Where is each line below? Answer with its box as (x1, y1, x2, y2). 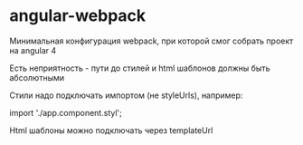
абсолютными (9, 72, 65, 82)
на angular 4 (9, 44, 57, 55)
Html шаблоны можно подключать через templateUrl (9, 124, 213, 136)
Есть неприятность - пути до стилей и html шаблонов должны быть (9, 63, 270, 73)
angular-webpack (9, 5, 147, 26)
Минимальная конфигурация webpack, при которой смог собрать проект (9, 35, 294, 46)
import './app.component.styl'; (9, 107, 122, 118)
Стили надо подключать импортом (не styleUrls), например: (9, 90, 243, 101)
